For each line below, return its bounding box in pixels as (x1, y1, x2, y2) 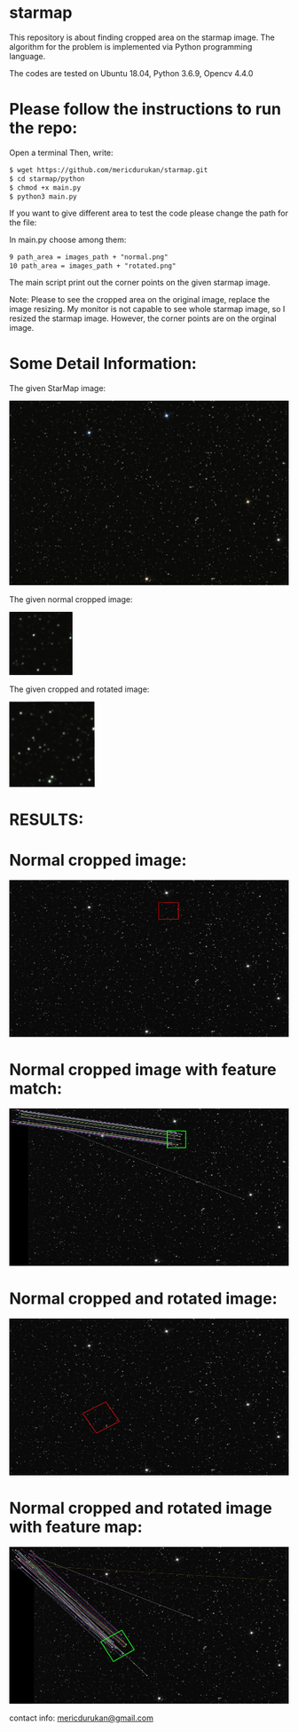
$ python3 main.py (9, 192, 77, 201)
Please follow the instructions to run (9, 99, 282, 120)
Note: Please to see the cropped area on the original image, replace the (9, 294, 271, 304)
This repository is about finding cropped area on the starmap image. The (9, 32, 275, 43)
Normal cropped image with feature (9, 1060, 277, 1080)
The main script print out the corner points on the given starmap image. (9, 277, 271, 287)
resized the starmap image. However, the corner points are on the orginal (9, 313, 277, 324)
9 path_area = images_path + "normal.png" (9, 252, 169, 262)
